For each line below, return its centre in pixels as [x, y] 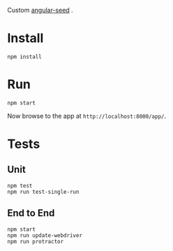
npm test [20, 185]
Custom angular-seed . [40, 10]
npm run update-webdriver [45, 235]
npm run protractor [36, 241]
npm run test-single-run [43, 192]
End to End [31, 213]
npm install [24, 56]
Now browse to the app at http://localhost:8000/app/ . [87, 116]
